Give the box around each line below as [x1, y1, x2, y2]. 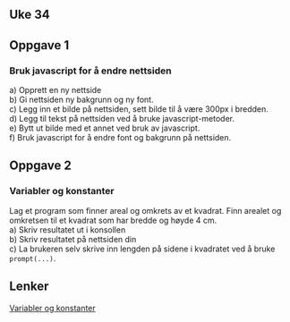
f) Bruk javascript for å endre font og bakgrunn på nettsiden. [9, 132, 232, 143]
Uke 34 [9, 7, 51, 22]
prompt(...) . [9, 252, 56, 263]
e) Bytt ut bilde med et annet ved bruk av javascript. [9, 123, 200, 133]
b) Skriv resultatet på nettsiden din [9, 233, 137, 244]
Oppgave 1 [9, 38, 70, 53]
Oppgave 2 [9, 158, 72, 174]
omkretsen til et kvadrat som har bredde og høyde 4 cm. [9, 215, 217, 225]
